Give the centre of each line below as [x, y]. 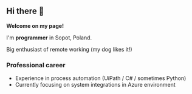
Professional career [36, 65]
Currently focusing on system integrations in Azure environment [95, 85]
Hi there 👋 [25, 11]
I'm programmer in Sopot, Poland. [49, 38]
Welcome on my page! [35, 25]
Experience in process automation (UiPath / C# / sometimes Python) [101, 78]
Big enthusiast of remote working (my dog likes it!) [69, 49]
